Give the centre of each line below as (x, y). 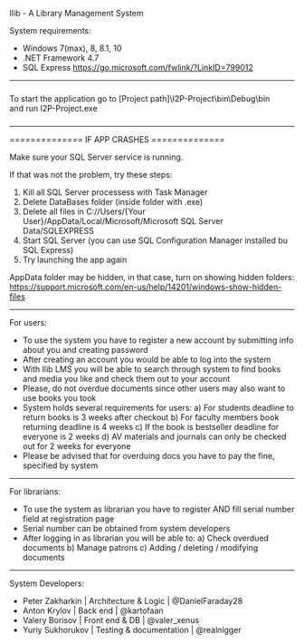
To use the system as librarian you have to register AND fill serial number (158, 509)
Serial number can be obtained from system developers (126, 528)
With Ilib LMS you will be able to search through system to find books (152, 369)
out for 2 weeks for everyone (76, 446)
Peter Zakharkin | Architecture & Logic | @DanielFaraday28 (133, 600)
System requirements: (51, 30)
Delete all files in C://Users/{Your (84, 211)
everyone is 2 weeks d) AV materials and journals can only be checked (154, 436)
